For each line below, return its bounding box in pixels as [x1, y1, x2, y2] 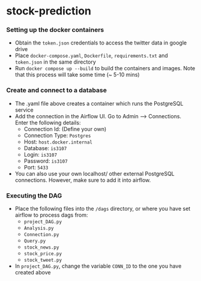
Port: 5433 [23, 163, 49, 171]
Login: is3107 [23, 151, 58, 158]
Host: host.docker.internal [23, 138, 93, 145]
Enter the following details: [14, 119, 81, 126]
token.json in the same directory [14, 58, 96, 65]
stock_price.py [23, 251, 62, 257]
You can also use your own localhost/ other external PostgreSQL [14, 170, 175, 177]
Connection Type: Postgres [23, 131, 91, 139]
